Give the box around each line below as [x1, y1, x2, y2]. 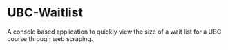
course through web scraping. [7, 34, 93, 42]
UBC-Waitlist [7, 5, 83, 21]
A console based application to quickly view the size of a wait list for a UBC [7, 27, 222, 36]
